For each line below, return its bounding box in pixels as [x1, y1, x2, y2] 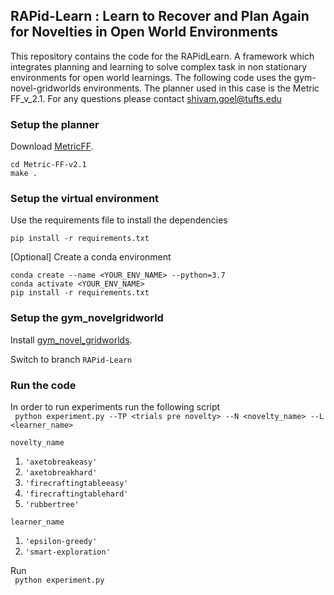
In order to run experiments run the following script [10, 401, 221, 413]
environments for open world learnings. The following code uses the [10, 71, 292, 83]
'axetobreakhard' [24, 468, 98, 478]
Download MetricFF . [10, 140, 94, 153]
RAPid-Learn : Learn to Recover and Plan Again [10, 8, 310, 25]
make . [10, 169, 38, 179]
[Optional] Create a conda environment [10, 251, 172, 263]
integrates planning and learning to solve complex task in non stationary [10, 60, 308, 73]
